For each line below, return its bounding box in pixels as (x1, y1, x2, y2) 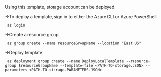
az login (7, 23, 26, 28)
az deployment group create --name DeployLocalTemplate (7, 59, 124, 64)
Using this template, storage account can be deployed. (5, 4, 116, 10)
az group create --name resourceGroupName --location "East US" (7, 41, 141, 46)
